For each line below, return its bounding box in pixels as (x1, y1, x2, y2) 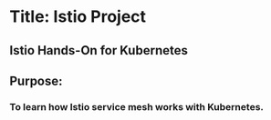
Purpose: (9, 73, 63, 88)
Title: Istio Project (9, 6, 147, 27)
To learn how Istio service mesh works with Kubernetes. (9, 100, 265, 113)
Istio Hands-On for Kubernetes (9, 43, 189, 58)
